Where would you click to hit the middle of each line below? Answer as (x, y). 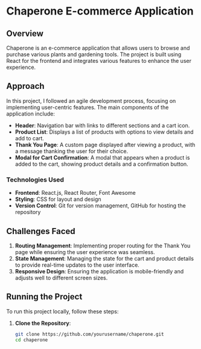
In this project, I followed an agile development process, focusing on (91, 100)
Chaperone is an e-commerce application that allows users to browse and (98, 48)
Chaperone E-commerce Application (100, 11)
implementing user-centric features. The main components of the (88, 107)
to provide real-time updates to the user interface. (77, 265)
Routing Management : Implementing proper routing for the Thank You (103, 246)
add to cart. (29, 138)
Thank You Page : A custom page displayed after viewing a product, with (105, 145)
